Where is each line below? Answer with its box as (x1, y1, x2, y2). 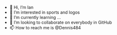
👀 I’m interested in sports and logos (9, 9, 80, 15)
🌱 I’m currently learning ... (9, 15, 61, 20)
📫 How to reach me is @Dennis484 (9, 25, 81, 30)
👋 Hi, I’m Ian (9, 5, 34, 10)
